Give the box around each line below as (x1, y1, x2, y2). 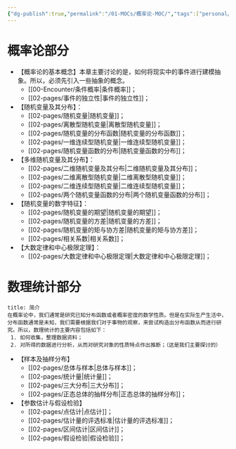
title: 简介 (7, 304, 40, 311)
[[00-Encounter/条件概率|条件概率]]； (27, 85, 137, 93)
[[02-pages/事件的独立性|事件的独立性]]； (27, 93, 150, 102)
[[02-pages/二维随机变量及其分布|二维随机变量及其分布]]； (27, 164, 199, 172)
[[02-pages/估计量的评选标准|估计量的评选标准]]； (27, 416, 175, 424)
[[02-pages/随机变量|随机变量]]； (27, 111, 126, 119)
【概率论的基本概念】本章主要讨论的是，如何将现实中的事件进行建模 (17, 67, 215, 76)
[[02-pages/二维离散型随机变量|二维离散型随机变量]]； (27, 173, 188, 181)
